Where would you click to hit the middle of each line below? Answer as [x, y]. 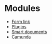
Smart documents [29, 32]
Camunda [21, 37]
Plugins [19, 26]
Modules [22, 8]
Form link [21, 22]
